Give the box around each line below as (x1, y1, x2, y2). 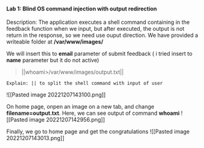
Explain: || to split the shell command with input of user (6, 80, 164, 87)
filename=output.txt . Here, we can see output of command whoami (6, 109, 180, 117)
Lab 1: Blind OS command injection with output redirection (6, 5, 157, 12)
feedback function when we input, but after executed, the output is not (6, 25, 185, 33)
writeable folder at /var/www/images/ (6, 38, 104, 45)
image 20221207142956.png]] (29, 116, 105, 123)
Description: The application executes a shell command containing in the (6, 18, 190, 26)
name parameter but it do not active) (6, 56, 99, 64)
